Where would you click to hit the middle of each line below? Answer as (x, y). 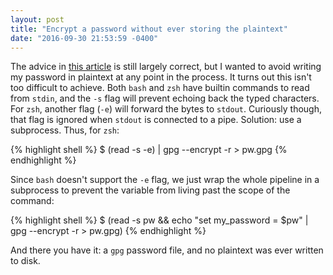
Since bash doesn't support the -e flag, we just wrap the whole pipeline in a (165, 180)
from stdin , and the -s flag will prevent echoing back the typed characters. (165, 98)
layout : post (37, 19)
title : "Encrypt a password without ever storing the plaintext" (149, 29)
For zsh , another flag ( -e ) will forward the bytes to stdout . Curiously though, (166, 109)
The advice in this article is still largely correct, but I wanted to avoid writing (166, 67)
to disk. (25, 261)
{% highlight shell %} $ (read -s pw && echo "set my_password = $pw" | (159, 220)
